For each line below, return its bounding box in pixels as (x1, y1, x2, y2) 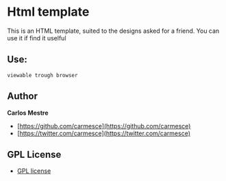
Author (7, 90, 38, 102)
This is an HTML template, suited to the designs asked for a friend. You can (7, 27, 220, 35)
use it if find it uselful (7, 33, 66, 42)
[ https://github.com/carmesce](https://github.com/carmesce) (16, 122, 191, 130)
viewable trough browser (7, 72, 78, 79)
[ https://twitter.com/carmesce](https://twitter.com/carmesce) (16, 129, 190, 137)
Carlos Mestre (7, 109, 49, 117)
